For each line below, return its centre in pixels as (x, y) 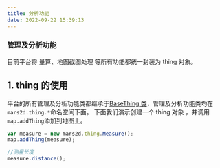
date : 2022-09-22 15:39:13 (46, 20)
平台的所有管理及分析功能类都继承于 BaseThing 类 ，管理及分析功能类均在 (110, 103)
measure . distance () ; (37, 159)
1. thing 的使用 (38, 86)
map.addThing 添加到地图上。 (47, 120)
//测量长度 (21, 152)
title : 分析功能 (28, 13)
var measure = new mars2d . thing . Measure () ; (70, 134)
